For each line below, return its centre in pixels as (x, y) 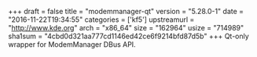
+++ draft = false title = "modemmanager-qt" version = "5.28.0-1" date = (126, 11)
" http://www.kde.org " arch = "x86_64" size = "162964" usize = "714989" (126, 28)
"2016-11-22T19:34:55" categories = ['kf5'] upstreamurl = (101, 20)
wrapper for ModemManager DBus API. (72, 45)
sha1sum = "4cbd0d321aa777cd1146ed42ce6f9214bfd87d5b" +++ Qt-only (128, 36)
